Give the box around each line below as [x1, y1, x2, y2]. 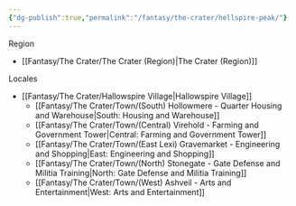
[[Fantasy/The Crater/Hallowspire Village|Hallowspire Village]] [21, 90, 253, 101]
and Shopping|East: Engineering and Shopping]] [34, 148, 215, 159]
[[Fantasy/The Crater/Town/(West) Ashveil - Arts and [34, 177, 232, 188]
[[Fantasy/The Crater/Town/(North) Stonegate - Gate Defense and [34, 157, 281, 168]
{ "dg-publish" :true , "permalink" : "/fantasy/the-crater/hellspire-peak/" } [8, 13, 288, 23]
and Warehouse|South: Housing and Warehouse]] [34, 109, 220, 120]
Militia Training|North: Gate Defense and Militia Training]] [34, 167, 247, 178]
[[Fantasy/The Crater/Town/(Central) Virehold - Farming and [34, 119, 259, 130]
